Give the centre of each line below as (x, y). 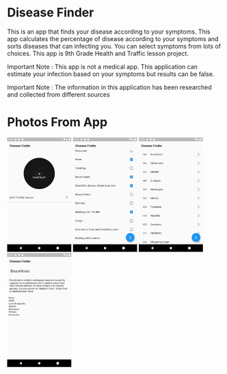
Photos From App (57, 122)
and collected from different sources (59, 95)
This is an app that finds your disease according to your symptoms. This (109, 32)
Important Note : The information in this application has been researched (109, 87)
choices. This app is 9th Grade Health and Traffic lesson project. (98, 53)
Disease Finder (51, 13)
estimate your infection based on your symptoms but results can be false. (111, 74)
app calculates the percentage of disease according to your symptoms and (113, 38)
